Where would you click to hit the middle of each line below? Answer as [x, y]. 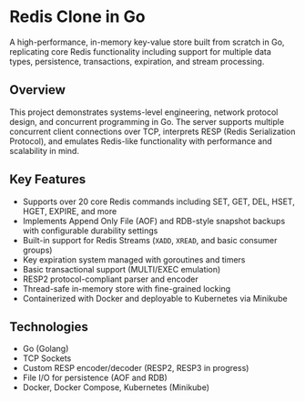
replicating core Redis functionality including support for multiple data [140, 51]
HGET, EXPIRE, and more [70, 211]
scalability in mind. [45, 150]
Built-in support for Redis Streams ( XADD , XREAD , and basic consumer [150, 240]
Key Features [48, 180]
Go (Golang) [46, 349]
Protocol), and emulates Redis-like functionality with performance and [141, 141]
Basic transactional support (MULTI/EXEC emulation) [122, 269]
